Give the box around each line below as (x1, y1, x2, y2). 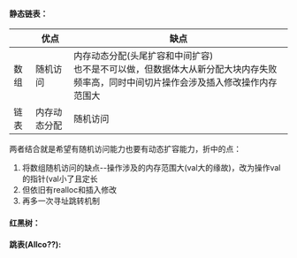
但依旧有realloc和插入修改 (21, 185, 118, 195)
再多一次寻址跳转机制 (21, 195, 100, 207)
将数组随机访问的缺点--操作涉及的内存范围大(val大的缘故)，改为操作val (21, 163, 281, 173)
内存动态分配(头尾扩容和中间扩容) (73, 49, 214, 62)
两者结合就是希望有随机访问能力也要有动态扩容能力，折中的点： (9, 144, 241, 155)
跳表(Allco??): (9, 239, 62, 250)
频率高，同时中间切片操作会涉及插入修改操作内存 (73, 76, 278, 88)
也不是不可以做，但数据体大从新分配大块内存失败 (73, 63, 278, 75)
